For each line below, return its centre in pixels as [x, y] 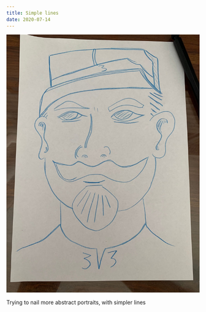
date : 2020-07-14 [29, 19]
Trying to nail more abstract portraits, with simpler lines [76, 302]
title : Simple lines [33, 13]
